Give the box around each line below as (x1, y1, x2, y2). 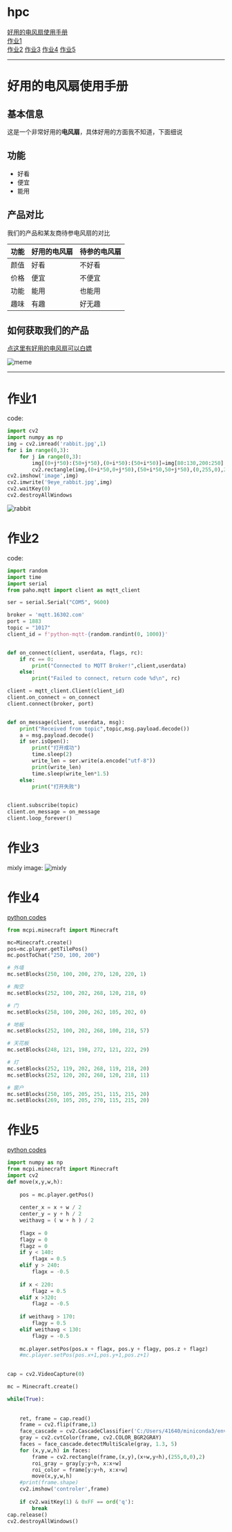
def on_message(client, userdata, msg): (7, 719, 126, 726)
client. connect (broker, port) (7, 700, 95, 707)
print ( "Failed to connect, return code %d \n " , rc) (32, 675, 181, 682)
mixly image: (7, 863, 43, 871)
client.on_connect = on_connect (7, 694, 100, 701)
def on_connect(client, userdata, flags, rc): (7, 649, 144, 656)
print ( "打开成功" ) (32, 744, 81, 752)
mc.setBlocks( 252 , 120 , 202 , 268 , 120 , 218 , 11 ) (7, 1072, 150, 1079)
